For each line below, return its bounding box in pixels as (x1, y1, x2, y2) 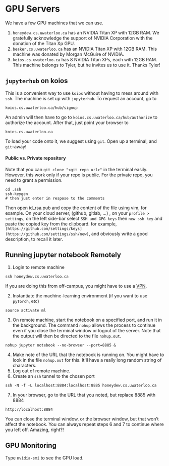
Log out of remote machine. (12, 368, 71, 374)
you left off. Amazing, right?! (5, 426, 64, 433)
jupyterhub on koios (5, 76, 68, 85)
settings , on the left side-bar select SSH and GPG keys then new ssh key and (5, 215, 163, 221)
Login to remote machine (12, 264, 65, 270)
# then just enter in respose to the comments (5, 196, 105, 201)
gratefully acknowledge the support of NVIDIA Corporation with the (12, 35, 153, 41)
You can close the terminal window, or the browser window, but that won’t (5, 416, 159, 422)
